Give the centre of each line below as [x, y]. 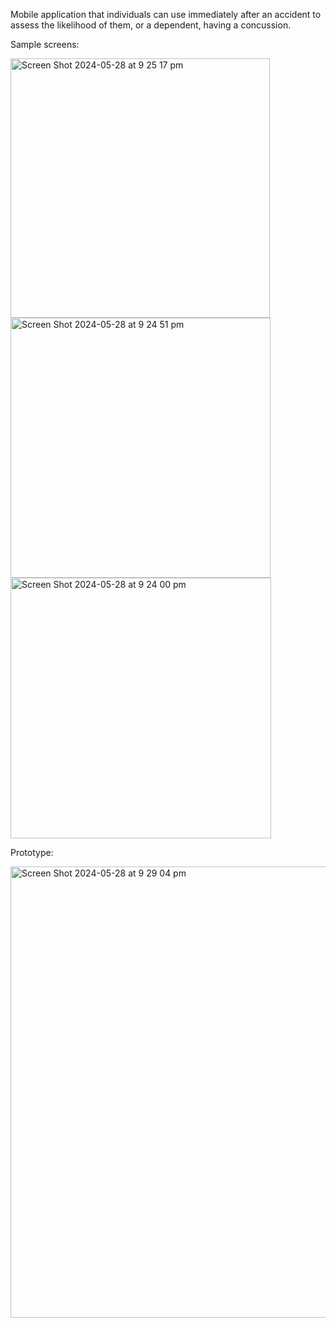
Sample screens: [45, 44]
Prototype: [32, 852]
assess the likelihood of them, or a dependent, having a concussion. [151, 25]
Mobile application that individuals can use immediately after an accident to [166, 14]
